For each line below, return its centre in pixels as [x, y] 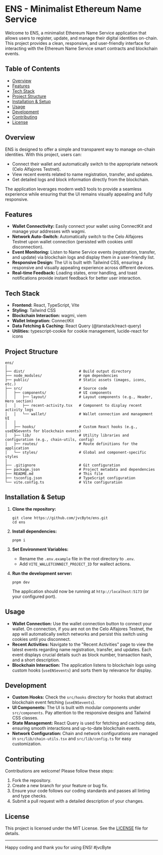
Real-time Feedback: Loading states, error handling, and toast [74, 273]
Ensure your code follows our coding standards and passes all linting [81, 791]
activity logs [19, 410]
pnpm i [19, 540]
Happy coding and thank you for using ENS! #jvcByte [58, 848]
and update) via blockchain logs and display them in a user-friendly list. [83, 258]
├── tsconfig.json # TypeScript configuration [70, 478]
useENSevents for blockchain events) [43, 431]
